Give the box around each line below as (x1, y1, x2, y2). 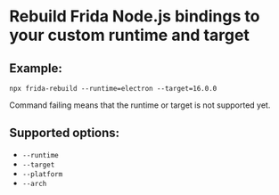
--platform (21, 169, 63, 179)
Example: (9, 61, 62, 76)
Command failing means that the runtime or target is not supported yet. (9, 100, 271, 110)
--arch (21, 179, 47, 188)
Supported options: (9, 126, 120, 141)
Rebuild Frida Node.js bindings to (9, 6, 260, 27)
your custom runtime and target (9, 25, 250, 45)
